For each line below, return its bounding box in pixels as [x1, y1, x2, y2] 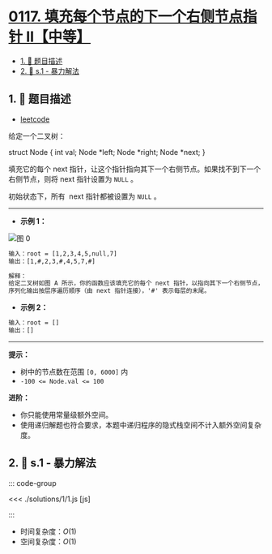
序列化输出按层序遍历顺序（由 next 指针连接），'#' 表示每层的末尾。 [8, 287, 210, 295]
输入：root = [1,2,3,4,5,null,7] [8, 249, 117, 258]
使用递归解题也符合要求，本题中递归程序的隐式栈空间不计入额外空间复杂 [19, 419, 261, 430]
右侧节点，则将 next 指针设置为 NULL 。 [8, 174, 138, 183]
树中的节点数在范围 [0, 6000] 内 [19, 367, 129, 376]
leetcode [19, 114, 50, 124]
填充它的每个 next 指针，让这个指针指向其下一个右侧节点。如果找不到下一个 [8, 164, 261, 174]
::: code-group [8, 478, 57, 487]
